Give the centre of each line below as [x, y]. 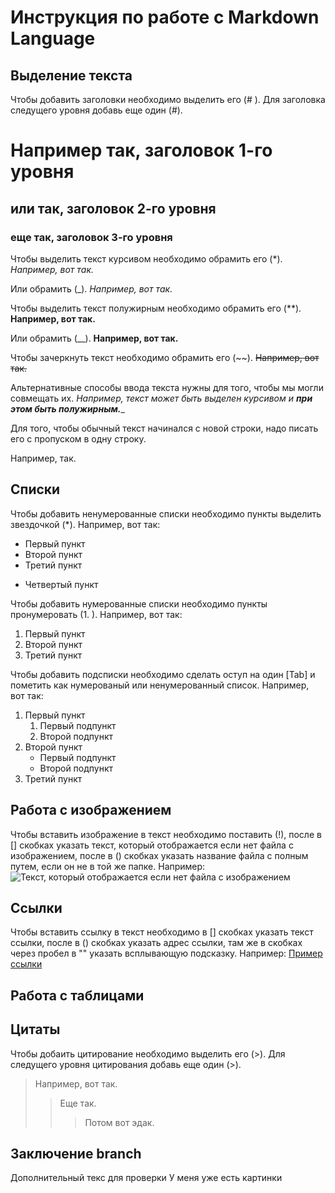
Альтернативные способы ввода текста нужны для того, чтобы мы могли [167, 387]
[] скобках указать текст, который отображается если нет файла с [152, 845]
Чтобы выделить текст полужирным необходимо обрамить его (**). [156, 308]
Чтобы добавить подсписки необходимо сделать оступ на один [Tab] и [163, 674]
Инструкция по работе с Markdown [165, 17]
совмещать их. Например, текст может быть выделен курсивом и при [161, 398]
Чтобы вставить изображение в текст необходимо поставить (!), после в [166, 834]
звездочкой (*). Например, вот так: [85, 524]
